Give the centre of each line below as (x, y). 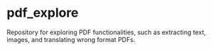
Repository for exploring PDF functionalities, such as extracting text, (106, 32)
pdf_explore (43, 13)
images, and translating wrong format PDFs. (71, 39)
